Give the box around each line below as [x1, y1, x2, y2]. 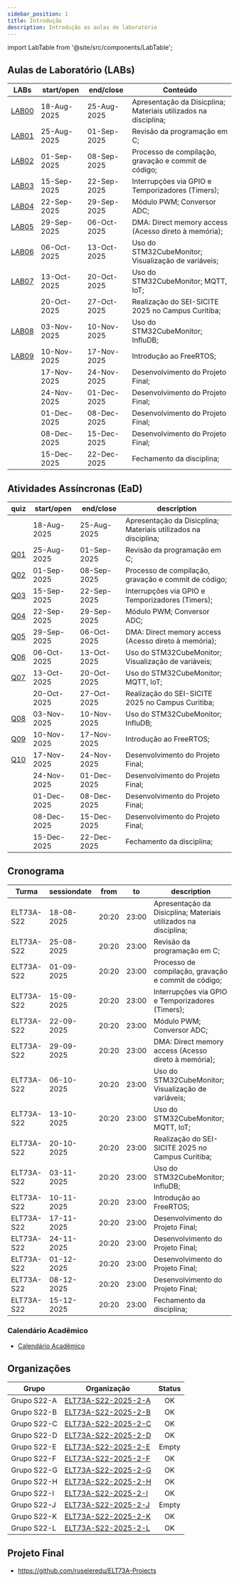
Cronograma [7, 865, 65, 877]
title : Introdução [7, 17, 62, 24]
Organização [85, 1383, 130, 1393]
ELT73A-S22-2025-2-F [64, 1453, 151, 1463]
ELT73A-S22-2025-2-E [64, 1441, 151, 1451]
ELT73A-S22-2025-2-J [64, 1499, 150, 1509]
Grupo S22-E [11, 1441, 57, 1451]
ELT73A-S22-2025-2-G [64, 1465, 152, 1475]
